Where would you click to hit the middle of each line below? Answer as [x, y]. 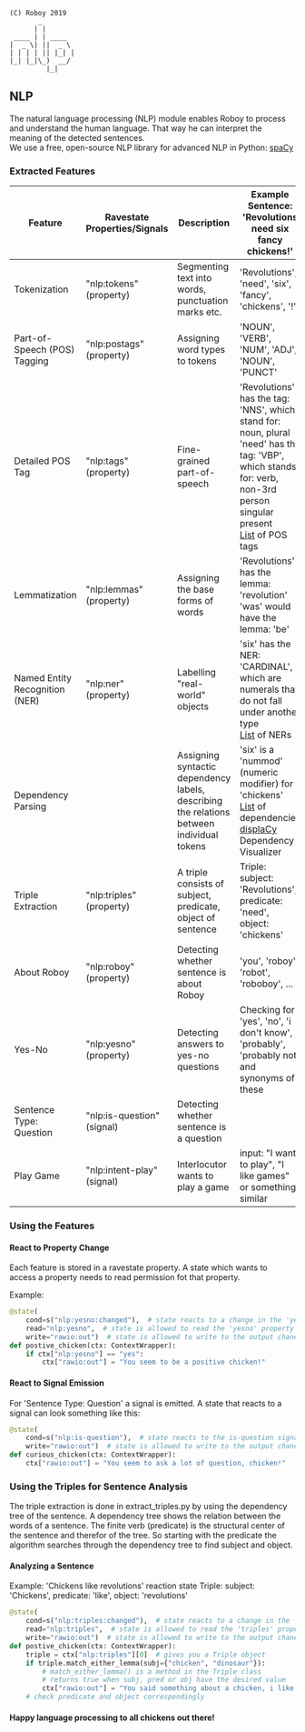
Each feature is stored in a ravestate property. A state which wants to [138, 1267]
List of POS [263, 535]
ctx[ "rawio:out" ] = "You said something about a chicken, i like [168, 1688]
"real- [190, 684]
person [255, 501]
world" [191, 696]
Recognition [39, 689]
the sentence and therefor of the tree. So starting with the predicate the [143, 1536]
